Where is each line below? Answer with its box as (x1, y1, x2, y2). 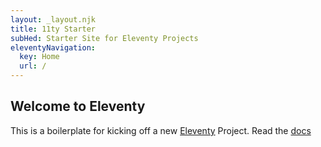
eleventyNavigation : (10, 42, 97, 53)
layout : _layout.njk (10, 14, 97, 25)
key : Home (19, 52, 60, 62)
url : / (19, 61, 47, 71)
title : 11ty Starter (10, 24, 97, 34)
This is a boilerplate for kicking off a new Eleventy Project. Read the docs (10, 124, 312, 136)
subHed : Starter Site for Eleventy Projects (10, 33, 199, 43)
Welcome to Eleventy (10, 98, 146, 115)
